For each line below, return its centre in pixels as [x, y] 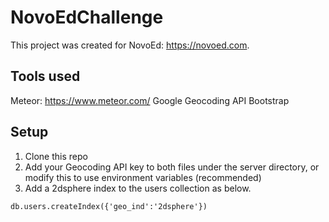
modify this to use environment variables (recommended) [143, 177]
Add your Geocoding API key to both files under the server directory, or [172, 167]
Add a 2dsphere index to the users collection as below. [138, 188]
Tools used [45, 76]
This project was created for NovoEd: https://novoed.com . [130, 45]
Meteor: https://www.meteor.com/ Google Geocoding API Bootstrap [150, 100]
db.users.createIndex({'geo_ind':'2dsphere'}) [109, 206]
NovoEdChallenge [87, 17]
